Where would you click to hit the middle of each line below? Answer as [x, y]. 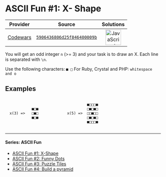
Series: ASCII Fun [23, 142]
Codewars [20, 37]
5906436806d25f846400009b [67, 37]
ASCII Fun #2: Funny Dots [39, 158]
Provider [20, 24]
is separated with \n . [26, 59]
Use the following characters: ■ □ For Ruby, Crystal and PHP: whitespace [79, 69]
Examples [21, 89]
